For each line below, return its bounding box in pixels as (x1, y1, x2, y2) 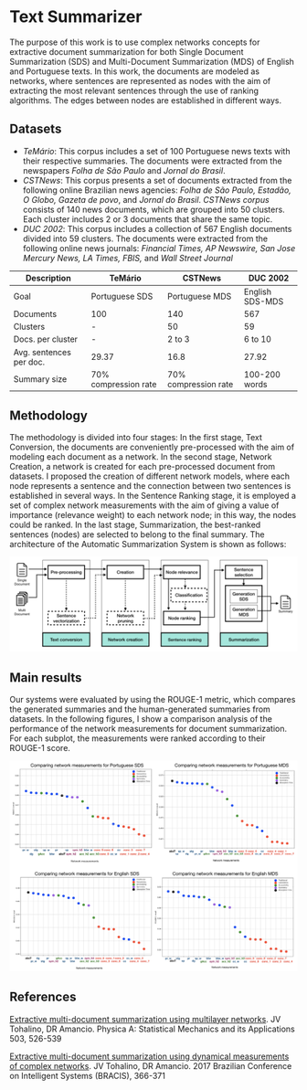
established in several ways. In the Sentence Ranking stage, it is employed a (9, 491, 297, 502)
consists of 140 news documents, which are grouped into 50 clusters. (22, 204, 285, 215)
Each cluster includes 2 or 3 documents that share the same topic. (22, 213, 273, 225)
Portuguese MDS (167, 291, 232, 302)
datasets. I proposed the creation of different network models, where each (9, 471, 291, 482)
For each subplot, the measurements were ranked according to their (9, 733, 267, 744)
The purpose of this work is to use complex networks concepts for (9, 37, 260, 48)
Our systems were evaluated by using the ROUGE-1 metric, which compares (9, 694, 296, 705)
